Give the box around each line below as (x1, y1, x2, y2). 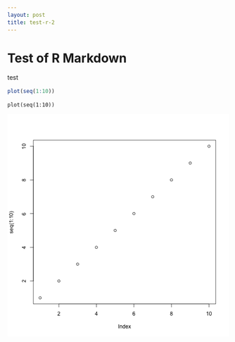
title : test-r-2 (7, 18, 55, 26)
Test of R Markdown (7, 50, 127, 66)
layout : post (7, 11, 46, 18)
